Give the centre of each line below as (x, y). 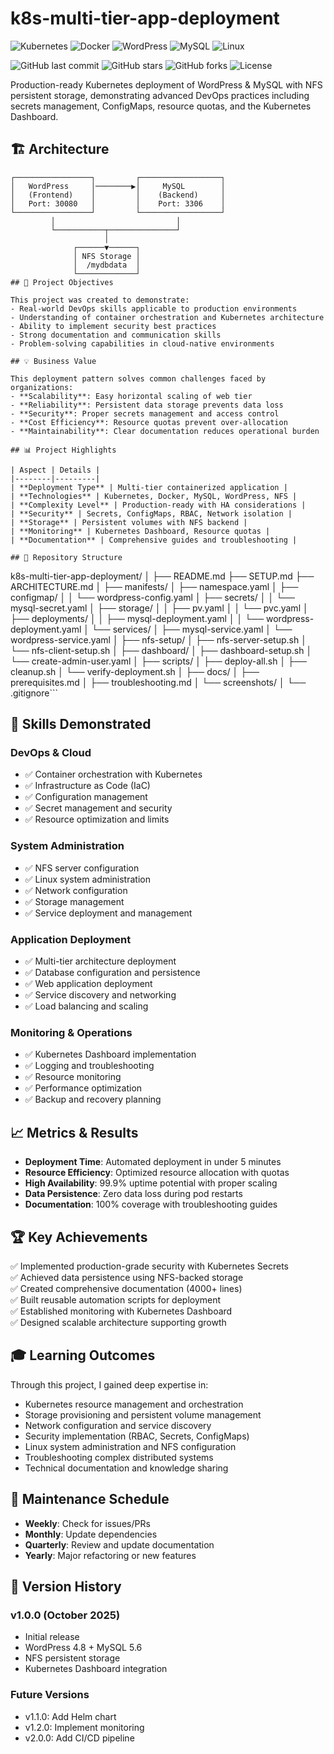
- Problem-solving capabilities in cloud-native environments (142, 343)
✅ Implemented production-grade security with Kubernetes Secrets (149, 1266)
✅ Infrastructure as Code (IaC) (87, 786)
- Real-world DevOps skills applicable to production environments (154, 308)
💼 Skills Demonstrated (81, 724)
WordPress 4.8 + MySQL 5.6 (83, 1648)
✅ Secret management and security (98, 808)
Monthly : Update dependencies (91, 1534)
